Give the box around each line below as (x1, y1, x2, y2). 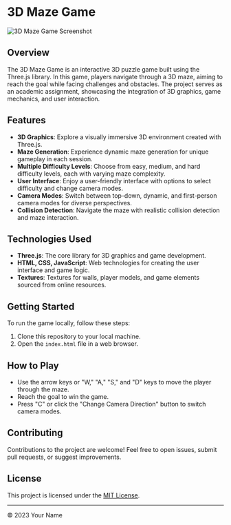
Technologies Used (7, 233, 91, 245)
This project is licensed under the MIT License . (7, 491, 140, 500)
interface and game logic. (16, 266, 90, 274)
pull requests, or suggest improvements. (7, 453, 122, 461)
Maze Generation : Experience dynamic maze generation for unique (16, 147, 209, 156)
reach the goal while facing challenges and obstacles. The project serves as (7, 80, 223, 88)
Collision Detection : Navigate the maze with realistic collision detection (16, 206, 220, 214)
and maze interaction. (16, 213, 79, 221)
